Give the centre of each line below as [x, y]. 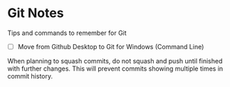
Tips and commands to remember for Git [67, 33]
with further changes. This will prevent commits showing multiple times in [115, 68]
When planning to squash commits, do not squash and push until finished [115, 61]
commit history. [30, 76]
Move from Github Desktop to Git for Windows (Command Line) [111, 46]
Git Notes [36, 13]
